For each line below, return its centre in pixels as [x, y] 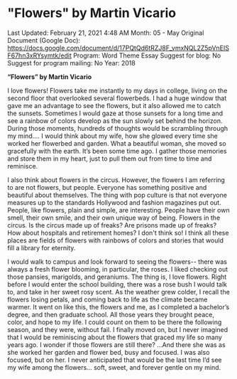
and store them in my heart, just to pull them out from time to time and [110, 159]
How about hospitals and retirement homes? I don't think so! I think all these [118, 233]
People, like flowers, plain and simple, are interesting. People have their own [118, 210]
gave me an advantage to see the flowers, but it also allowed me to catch [114, 105]
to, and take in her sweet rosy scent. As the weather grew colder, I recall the [119, 292]
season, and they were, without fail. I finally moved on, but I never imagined [118, 329]
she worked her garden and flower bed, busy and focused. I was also [109, 352]
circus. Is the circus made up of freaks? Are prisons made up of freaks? [112, 225]
